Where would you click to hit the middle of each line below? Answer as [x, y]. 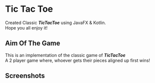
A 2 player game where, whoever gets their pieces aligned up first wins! [78, 60]
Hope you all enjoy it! [26, 28]
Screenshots [25, 76]
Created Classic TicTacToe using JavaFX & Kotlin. [56, 23]
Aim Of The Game [33, 43]
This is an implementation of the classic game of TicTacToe [65, 55]
